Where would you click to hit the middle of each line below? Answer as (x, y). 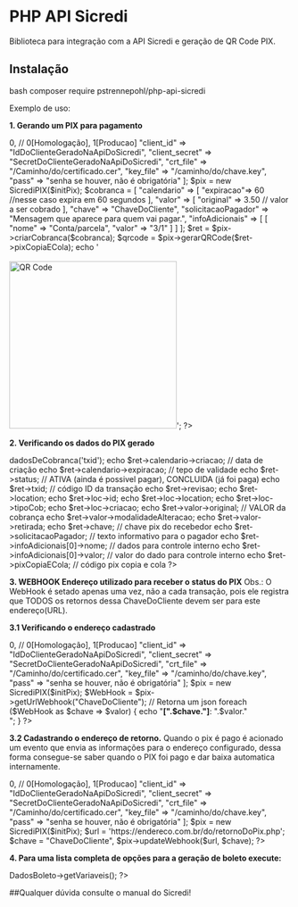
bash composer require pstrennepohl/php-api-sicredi (108, 90)
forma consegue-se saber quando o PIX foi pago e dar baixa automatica (142, 757)
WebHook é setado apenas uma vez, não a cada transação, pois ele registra (149, 591)
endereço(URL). (39, 610)
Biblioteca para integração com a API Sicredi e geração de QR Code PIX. (143, 41)
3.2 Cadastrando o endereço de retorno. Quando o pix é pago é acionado (146, 737)
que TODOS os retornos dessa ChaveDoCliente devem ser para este (135, 601)
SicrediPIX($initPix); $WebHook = (71, 692)
